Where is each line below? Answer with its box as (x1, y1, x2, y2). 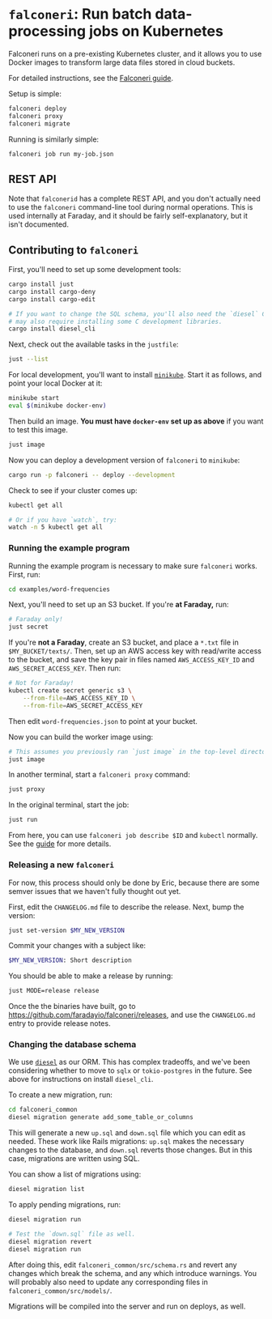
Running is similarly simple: (8, 134, 100, 144)
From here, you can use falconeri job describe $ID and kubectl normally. (8, 831, 258, 840)
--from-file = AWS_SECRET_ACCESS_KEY (23, 701, 143, 709)
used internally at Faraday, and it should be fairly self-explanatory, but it (8, 211, 249, 221)
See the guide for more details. (8, 839, 112, 849)
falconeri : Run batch (8, 5, 152, 23)
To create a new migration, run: (8, 1090, 113, 1100)
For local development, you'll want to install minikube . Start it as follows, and (8, 370, 262, 380)
